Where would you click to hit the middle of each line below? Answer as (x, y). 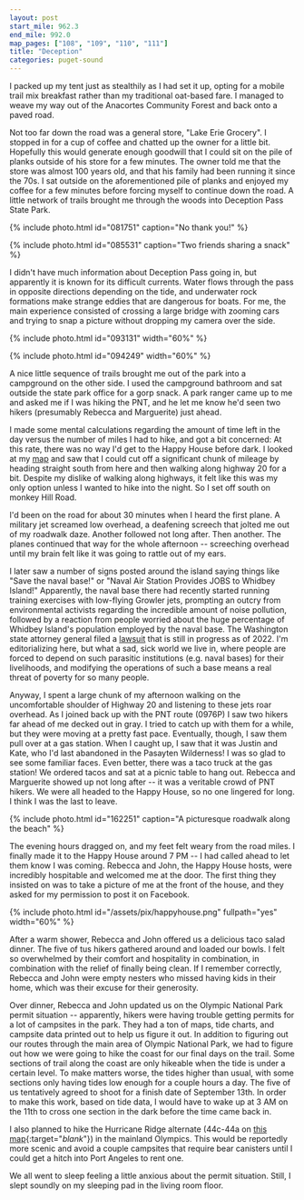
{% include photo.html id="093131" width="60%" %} (108, 338)
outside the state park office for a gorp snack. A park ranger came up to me (151, 393)
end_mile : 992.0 (40, 35)
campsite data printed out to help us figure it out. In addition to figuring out (149, 1034)
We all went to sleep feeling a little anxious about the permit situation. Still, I (150, 1175)
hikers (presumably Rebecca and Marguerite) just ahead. (116, 412)
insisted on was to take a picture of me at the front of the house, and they (147, 885)
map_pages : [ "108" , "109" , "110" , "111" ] (89, 43)
